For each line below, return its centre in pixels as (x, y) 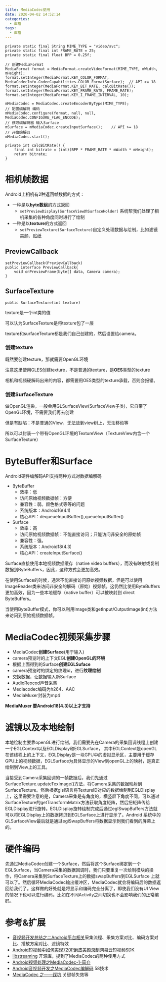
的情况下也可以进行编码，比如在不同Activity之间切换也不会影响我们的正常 (80, 894)
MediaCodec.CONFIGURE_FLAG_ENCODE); (43, 117)
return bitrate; (31, 154)
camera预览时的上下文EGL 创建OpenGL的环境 (59, 658)
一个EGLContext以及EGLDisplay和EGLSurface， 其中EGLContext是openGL (81, 748)
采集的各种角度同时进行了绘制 (54, 217)
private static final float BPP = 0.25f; (48, 55)
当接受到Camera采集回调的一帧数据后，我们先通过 (56, 777)
